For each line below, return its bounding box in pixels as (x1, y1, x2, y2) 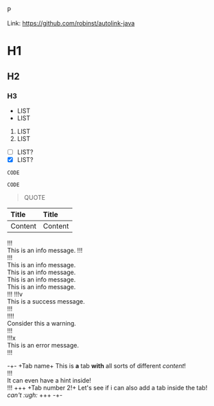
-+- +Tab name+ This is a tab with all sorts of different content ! (7, 362, 187, 370)
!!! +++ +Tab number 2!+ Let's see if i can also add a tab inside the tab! (7, 384, 208, 392)
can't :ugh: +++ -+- (7, 391, 63, 399)
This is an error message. (7, 341, 79, 349)
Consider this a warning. (7, 319, 77, 327)
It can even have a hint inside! (7, 376, 91, 384)
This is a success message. (7, 297, 85, 305)
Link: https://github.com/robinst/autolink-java (7, 19, 135, 27)
